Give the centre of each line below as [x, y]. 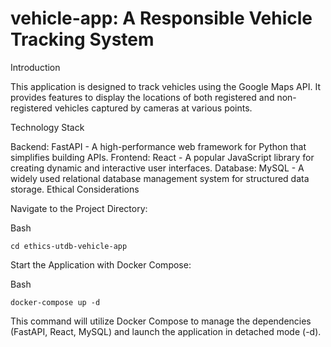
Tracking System [82, 39]
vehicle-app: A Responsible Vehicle [161, 18]
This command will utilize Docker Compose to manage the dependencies [161, 321]
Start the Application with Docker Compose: [101, 264]
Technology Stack [47, 127]
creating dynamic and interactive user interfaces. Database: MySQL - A [157, 168]
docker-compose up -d [55, 302]
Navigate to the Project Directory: [79, 208]
